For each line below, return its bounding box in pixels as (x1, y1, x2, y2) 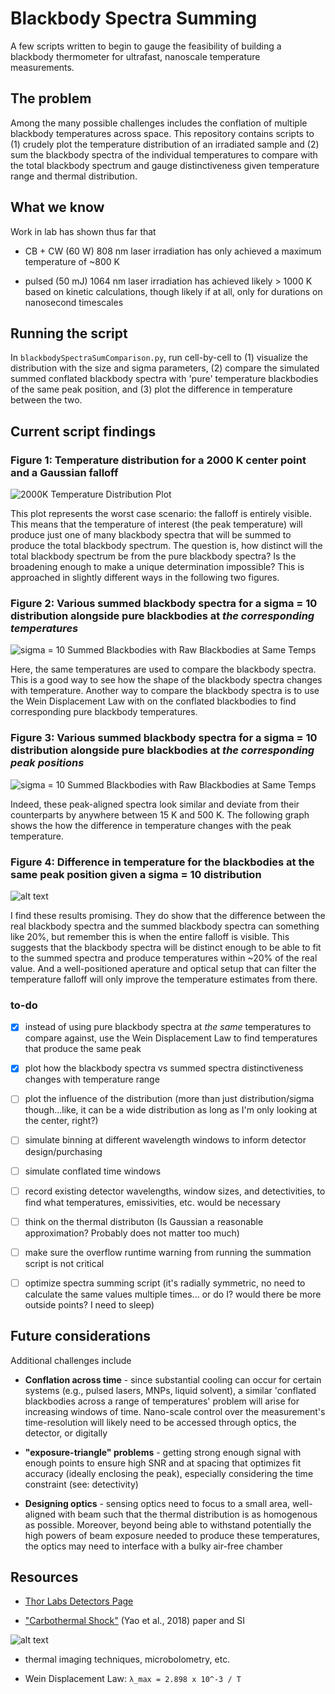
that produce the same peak (24, 1043, 142, 1055)
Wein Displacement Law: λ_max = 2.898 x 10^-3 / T (24, 1673, 242, 1685)
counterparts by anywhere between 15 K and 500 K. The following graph (10, 808, 310, 821)
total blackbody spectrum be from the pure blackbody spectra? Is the (10, 550, 297, 562)
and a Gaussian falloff (10, 465, 119, 479)
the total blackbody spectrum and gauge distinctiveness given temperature (10, 159, 320, 171)
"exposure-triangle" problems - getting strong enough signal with (24, 1446, 302, 1458)
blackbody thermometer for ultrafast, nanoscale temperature (10, 50, 261, 62)
